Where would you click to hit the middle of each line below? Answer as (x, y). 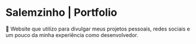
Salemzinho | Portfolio (61, 13)
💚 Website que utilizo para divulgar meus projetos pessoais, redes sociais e (98, 29)
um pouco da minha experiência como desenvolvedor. (72, 35)
